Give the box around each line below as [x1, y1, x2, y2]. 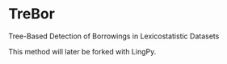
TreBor [8, 5, 55, 23]
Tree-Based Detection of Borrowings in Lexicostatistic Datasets [8, 31, 220, 41]
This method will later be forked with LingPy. [8, 46, 157, 56]
